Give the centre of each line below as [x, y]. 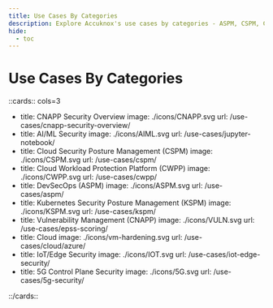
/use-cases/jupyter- [217, 134]
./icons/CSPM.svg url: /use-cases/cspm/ [88, 160]
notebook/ [37, 143]
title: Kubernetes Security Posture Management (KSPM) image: [126, 203]
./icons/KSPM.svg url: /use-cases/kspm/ [88, 212]
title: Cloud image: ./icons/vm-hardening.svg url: [101, 237]
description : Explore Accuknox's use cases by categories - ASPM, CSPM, [134, 24]
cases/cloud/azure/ [53, 246]
